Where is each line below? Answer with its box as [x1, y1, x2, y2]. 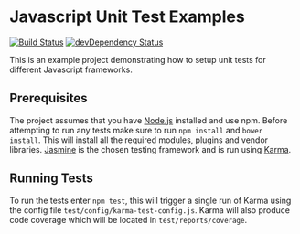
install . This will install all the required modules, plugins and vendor [9, 134, 268, 145]
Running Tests [9, 171, 93, 186]
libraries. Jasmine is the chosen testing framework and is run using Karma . [9, 144, 292, 154]
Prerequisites [9, 90, 88, 106]
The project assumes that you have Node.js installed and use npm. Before [9, 114, 288, 125]
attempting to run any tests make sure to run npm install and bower [9, 124, 263, 135]
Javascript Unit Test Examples [9, 6, 245, 27]
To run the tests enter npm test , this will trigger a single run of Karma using [9, 195, 292, 206]
